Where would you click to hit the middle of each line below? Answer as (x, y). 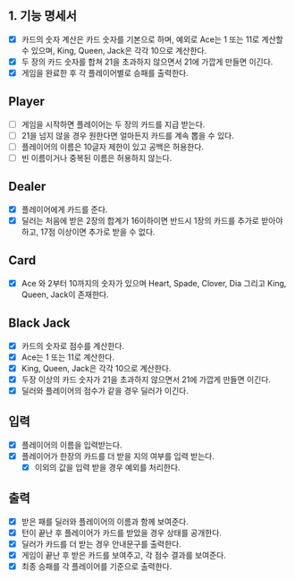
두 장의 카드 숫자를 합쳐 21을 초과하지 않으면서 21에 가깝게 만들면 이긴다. (147, 62)
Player (27, 102)
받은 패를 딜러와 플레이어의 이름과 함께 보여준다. (105, 521)
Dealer (27, 187)
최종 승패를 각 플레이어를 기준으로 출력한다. (97, 567)
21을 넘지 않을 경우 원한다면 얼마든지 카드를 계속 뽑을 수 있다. (127, 135)
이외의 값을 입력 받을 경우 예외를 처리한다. (107, 467)
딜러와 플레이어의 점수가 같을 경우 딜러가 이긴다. (105, 390)
